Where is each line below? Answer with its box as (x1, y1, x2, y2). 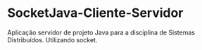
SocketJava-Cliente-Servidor (7, 5, 184, 21)
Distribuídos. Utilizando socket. (7, 35, 98, 44)
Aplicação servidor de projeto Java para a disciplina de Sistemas (7, 28, 196, 37)
